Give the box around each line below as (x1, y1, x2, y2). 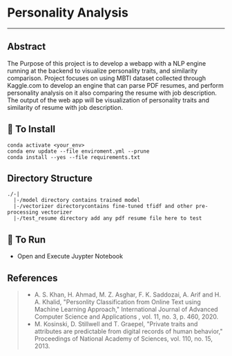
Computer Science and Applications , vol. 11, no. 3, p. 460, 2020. (34, 312, 219, 321)
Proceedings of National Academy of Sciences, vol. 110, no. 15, (34, 335, 213, 343)
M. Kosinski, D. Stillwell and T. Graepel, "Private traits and (34, 320, 198, 328)
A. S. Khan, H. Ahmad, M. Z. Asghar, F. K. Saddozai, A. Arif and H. (34, 290, 222, 299)
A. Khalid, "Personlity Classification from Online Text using (34, 298, 202, 306)
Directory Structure (7, 172, 93, 184)
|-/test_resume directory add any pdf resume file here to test (13, 215, 202, 222)
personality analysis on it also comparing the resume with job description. (7, 88, 217, 97)
